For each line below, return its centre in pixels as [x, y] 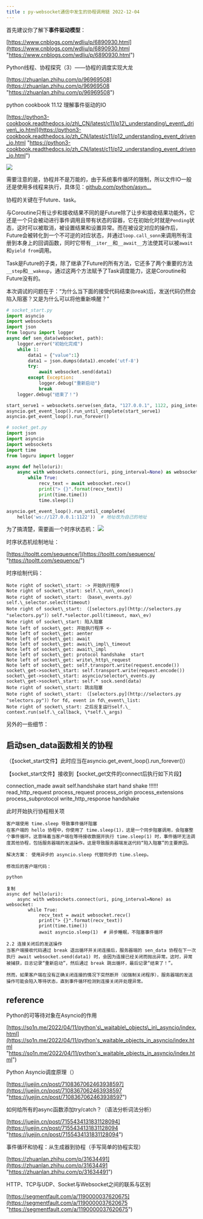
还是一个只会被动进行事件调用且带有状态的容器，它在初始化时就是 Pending [98, 220]
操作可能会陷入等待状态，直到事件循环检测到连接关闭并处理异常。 [76, 982]
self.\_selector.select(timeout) [48, 603]
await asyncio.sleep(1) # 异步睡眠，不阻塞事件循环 [101, 932]
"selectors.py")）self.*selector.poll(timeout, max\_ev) [79, 616]
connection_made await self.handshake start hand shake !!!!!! [82, 786]
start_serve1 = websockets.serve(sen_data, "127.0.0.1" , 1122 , [88, 405]
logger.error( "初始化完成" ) [50, 344]
